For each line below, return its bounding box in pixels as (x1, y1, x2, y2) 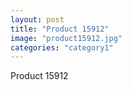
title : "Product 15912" (10, 24, 110, 34)
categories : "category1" (10, 42, 114, 53)
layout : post (10, 14, 65, 25)
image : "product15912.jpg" (10, 33, 123, 43)
